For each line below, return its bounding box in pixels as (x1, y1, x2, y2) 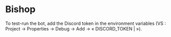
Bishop (5, 4, 36, 15)
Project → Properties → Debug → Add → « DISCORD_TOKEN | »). (5, 25, 142, 31)
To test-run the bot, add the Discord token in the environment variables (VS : (5, 20, 166, 26)
